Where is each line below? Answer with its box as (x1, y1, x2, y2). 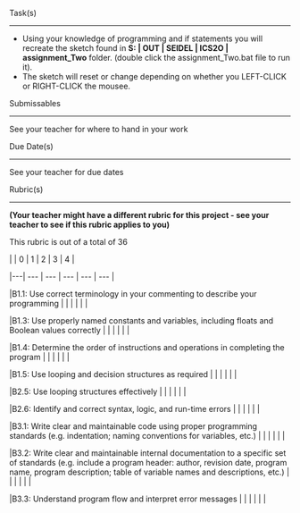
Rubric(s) (9, 184, 44, 195)
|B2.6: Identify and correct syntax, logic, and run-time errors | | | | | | (9, 404, 261, 414)
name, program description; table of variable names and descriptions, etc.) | (9, 467, 290, 477)
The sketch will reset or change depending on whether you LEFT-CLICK (21, 71, 287, 81)
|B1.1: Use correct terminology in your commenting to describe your (9, 289, 257, 299)
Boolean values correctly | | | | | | (9, 325, 130, 335)
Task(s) (9, 8, 37, 18)
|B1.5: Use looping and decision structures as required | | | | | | (9, 369, 237, 379)
